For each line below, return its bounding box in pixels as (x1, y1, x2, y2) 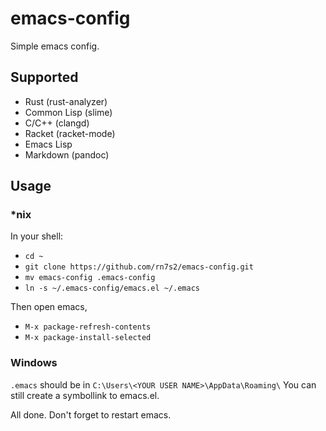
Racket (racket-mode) (24, 127, 116, 139)
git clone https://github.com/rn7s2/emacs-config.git (24, 262, 254, 272)
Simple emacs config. (10, 40, 100, 52)
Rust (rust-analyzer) (24, 95, 108, 107)
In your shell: (10, 230, 64, 242)
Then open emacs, (10, 301, 88, 313)
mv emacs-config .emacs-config (24, 273, 156, 283)
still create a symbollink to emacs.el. (10, 389, 160, 401)
